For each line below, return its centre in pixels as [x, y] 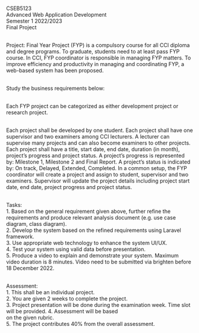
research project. [27, 112]
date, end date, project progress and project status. [69, 187]
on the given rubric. [30, 318]
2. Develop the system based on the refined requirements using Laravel [94, 230]
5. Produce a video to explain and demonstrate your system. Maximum [93, 255]
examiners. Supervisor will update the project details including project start [98, 181]
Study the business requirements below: [56, 88]
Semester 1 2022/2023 [34, 21]
